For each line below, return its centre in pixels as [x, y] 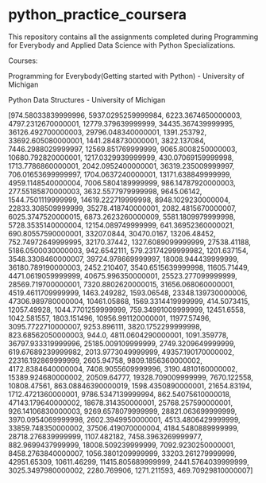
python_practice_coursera [97, 15]
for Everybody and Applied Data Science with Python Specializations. [122, 45]
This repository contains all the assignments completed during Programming [133, 37]
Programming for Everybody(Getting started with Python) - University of [126, 76]
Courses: [23, 60]
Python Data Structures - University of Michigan [87, 99]
